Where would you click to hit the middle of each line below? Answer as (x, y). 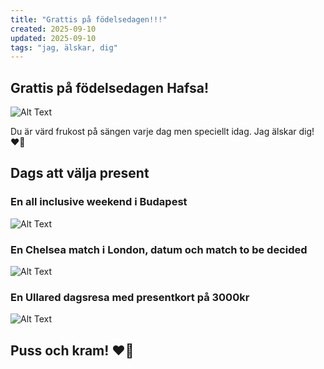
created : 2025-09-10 (53, 29)
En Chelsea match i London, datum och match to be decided (159, 249)
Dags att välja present (80, 173)
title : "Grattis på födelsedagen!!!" (89, 19)
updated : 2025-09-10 (53, 38)
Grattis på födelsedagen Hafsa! (110, 87)
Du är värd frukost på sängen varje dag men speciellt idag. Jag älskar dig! (162, 132)
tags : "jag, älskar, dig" (64, 47)
